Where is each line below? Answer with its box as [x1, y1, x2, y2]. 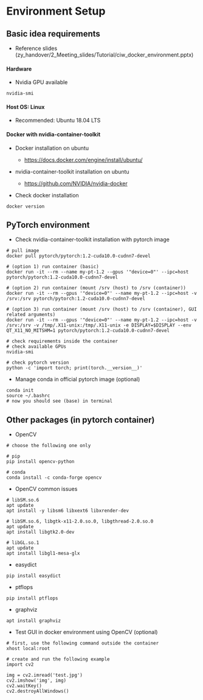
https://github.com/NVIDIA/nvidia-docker [24, 180, 128, 187]
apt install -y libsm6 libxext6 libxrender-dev [6, 507, 129, 514]
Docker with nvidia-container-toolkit [6, 131, 101, 138]
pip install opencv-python [6, 459, 75, 465]
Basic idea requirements [6, 29, 100, 39]
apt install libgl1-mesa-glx [6, 550, 80, 557]
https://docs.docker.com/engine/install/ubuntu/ [24, 156, 143, 163]
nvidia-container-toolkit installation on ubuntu [15, 168, 129, 175]
